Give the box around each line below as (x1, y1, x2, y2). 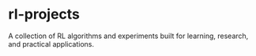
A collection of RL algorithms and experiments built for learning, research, (8, 31, 249, 40)
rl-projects (8, 5, 81, 23)
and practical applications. (8, 39, 95, 48)
